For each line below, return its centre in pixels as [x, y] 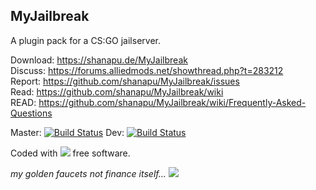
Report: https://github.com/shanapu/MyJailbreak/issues [125, 81]
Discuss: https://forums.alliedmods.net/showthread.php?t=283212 [147, 70]
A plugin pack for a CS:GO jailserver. [85, 40]
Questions [31, 113]
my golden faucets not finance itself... [88, 173]
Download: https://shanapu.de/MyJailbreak [99, 60]
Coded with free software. [70, 153]
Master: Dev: [67, 132]
